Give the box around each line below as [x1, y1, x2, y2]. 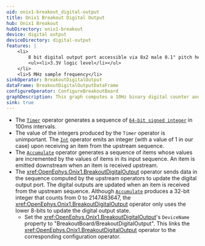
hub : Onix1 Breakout [6, 20, 59, 26]
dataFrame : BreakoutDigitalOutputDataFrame [6, 83, 119, 89]
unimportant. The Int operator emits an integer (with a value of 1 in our [15, 135, 193, 143]
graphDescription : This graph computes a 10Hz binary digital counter [6, 94, 190, 100]
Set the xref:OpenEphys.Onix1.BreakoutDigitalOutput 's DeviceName [24, 213, 190, 220]
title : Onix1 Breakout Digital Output [6, 15, 105, 21]
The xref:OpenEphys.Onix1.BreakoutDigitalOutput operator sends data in [15, 168, 198, 175]
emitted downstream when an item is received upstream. [15, 161, 159, 169]
